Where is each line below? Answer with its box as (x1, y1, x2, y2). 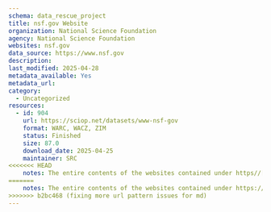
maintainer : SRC (23, 154, 78, 162)
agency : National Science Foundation (8, 34, 135, 43)
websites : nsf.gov (8, 42, 70, 50)
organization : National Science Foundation (8, 27, 157, 35)
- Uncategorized (15, 94, 70, 102)
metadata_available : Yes (8, 72, 92, 80)
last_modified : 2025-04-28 (8, 64, 99, 73)
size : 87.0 (23, 139, 60, 148)
